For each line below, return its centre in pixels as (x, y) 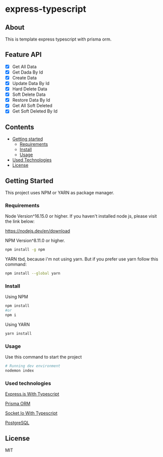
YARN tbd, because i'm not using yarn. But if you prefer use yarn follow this (82, 259)
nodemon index (20, 371)
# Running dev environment (33, 366)
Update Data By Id (31, 83)
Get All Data (24, 66)
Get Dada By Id (28, 72)
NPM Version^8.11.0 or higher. (35, 241)
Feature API (23, 55)
